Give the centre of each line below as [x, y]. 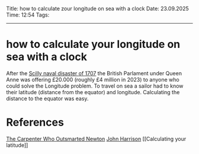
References [35, 122]
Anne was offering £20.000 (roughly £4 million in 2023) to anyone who [93, 79]
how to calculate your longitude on [93, 44]
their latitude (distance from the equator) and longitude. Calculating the [93, 92]
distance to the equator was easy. [47, 98]
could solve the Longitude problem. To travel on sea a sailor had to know [95, 86]
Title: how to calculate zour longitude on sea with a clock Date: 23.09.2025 [97, 9]
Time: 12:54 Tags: [28, 15]
